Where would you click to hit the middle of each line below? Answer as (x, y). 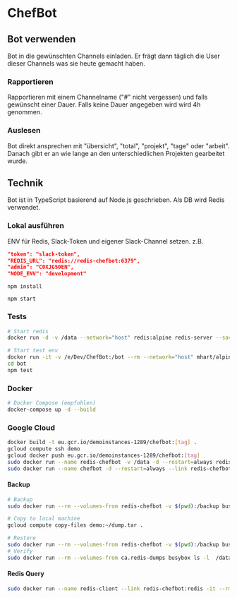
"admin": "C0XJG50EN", (41, 267)
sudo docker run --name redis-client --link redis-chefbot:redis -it (112, 588)
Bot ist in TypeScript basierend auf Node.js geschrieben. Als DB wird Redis (116, 200)
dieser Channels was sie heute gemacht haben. (77, 64)
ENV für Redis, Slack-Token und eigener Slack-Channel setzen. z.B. (105, 241)
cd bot (17, 364)
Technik (25, 183)
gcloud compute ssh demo (44, 449)
